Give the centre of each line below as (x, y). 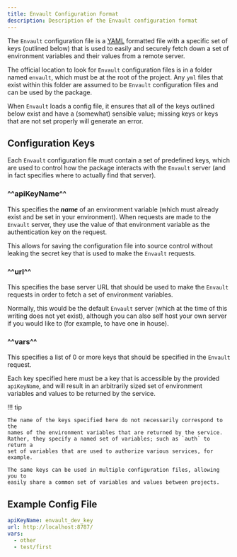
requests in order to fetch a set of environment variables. (90, 294)
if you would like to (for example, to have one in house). (88, 323)
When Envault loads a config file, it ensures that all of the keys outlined (111, 106)
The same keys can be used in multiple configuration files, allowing (114, 470)
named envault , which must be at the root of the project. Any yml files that (115, 77)
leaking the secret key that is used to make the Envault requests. (102, 253)
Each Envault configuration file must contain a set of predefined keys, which (118, 160)
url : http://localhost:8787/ (50, 527)
